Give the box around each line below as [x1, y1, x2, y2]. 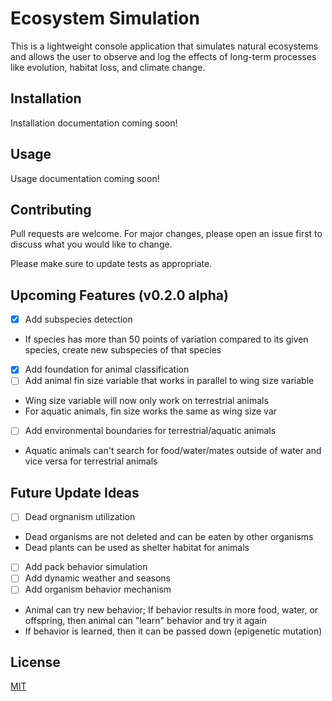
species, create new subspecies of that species [24, 344, 222, 356]
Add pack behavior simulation [24, 561, 148, 573]
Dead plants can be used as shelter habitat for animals [24, 542, 250, 554]
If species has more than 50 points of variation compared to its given [24, 333, 309, 346]
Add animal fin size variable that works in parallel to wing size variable [24, 375, 315, 387]
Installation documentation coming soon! [10, 117, 178, 129]
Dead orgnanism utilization [24, 511, 136, 523]
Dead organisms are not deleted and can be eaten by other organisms [24, 531, 314, 543]
